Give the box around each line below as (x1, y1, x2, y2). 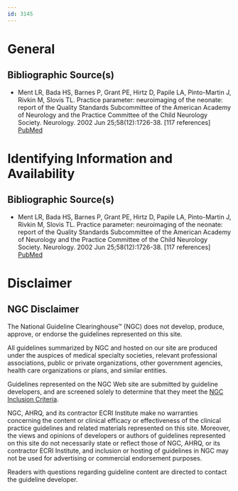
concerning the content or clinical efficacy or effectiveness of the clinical (7, 416, 222, 424)
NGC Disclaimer (7, 303, 80, 316)
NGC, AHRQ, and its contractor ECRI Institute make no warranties (7, 409, 198, 417)
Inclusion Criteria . (7, 395, 59, 403)
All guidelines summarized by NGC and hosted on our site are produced (7, 343, 218, 352)
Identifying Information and (7, 150, 173, 167)
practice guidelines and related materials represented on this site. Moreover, (7, 424, 231, 432)
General (7, 40, 55, 57)
